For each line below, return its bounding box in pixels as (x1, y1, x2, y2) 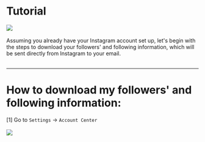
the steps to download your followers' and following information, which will (6, 43, 195, 50)
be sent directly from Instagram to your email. (6, 50, 121, 57)
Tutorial (6, 4, 47, 18)
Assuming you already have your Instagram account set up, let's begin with (6, 36, 196, 44)
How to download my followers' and (6, 83, 192, 97)
